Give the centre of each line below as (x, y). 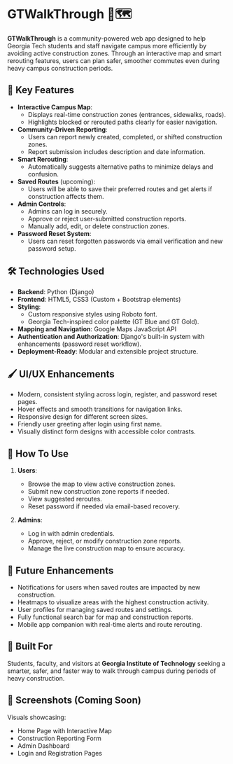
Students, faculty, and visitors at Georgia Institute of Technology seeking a (116, 663)
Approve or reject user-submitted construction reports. (107, 218)
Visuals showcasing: (37, 717)
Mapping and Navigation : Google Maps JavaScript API (97, 329)
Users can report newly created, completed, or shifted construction (125, 137)
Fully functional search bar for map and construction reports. (105, 617)
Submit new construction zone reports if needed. (99, 492)
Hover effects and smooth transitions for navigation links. (100, 409)
